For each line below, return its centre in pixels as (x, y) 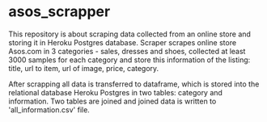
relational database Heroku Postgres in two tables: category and (115, 92)
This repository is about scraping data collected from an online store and (129, 34)
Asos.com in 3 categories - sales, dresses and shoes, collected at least (127, 51)
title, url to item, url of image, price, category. (84, 68)
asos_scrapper (59, 12)
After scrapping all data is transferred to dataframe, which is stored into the (134, 84)
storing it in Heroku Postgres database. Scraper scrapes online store (123, 42)
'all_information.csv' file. (49, 109)
